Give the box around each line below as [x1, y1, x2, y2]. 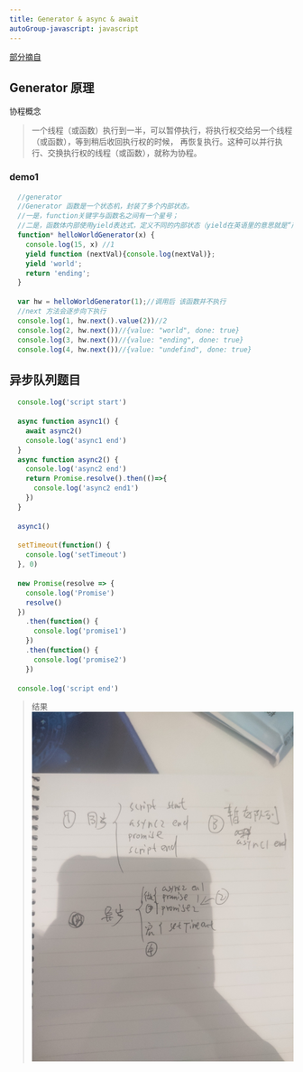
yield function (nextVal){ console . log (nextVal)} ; [25, 249, 216, 259]
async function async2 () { [17, 455, 119, 465]
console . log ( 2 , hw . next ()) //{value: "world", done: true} [17, 325, 241, 334]
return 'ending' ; [25, 268, 91, 277]
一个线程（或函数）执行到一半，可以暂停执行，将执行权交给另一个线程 [31, 125, 293, 136]
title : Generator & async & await [9, 14, 140, 24]
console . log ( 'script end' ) [17, 683, 119, 693]
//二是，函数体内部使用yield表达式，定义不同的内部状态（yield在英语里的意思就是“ [17, 221, 291, 230]
